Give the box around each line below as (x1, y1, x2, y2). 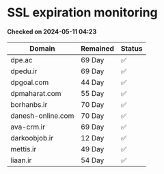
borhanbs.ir (10, 99, 48, 109)
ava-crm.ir (10, 122, 46, 132)
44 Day (81, 77, 105, 87)
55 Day (81, 88, 105, 98)
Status (120, 43, 143, 53)
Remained (81, 43, 115, 53)
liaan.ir (10, 156, 32, 165)
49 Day (81, 144, 105, 153)
